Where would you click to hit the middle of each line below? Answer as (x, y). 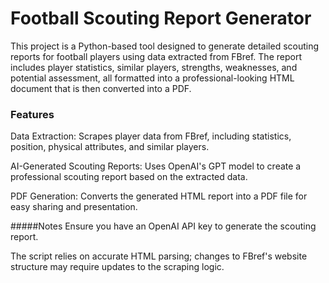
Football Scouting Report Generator (161, 18)
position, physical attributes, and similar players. (110, 147)
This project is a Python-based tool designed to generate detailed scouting (165, 46)
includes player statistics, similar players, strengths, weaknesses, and (154, 67)
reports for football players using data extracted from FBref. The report (156, 56)
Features (32, 114)
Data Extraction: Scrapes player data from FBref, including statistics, (151, 136)
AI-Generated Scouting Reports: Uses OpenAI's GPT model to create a (156, 166)
